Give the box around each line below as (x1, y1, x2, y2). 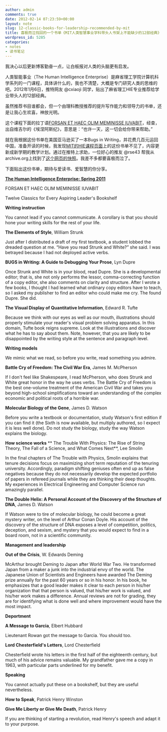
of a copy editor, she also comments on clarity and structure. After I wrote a (5, 279, 160, 285)
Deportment (5, 613, 31, 619)
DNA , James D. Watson (5, 501, 53, 507)
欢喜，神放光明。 (26, 109, 62, 115)
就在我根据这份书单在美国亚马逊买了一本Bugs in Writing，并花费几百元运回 (5, 136, 158, 142)
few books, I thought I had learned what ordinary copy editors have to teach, (5, 284, 162, 290)
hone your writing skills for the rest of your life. (5, 219, 101, 225)
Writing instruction (5, 204, 45, 210)
